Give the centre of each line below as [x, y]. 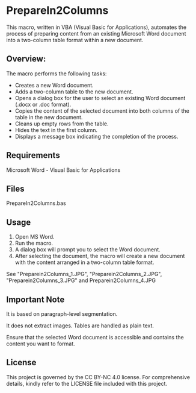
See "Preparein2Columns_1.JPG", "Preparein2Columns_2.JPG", [84, 274]
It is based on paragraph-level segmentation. [62, 314]
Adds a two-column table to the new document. [74, 92]
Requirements [33, 155]
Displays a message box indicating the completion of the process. [96, 136]
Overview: [26, 59]
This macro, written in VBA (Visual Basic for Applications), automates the [96, 27]
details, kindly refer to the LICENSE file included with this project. [87, 383]
